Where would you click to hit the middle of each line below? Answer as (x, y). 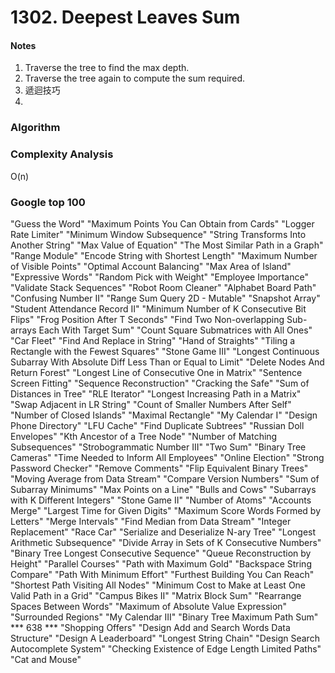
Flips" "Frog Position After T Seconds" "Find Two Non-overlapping (147, 319)
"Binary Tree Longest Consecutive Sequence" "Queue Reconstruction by (161, 553)
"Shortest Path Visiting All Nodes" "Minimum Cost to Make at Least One (158, 585)
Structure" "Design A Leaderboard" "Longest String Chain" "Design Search (165, 638)
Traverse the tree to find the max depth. (107, 68)
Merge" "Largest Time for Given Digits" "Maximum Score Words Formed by (166, 510)
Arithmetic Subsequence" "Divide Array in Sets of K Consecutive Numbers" (166, 542)
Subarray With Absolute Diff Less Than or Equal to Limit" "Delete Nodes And (167, 362)
